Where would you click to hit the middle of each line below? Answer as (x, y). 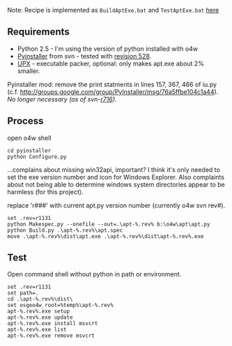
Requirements (38, 32)
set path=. (23, 293)
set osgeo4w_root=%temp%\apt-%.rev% (60, 306)
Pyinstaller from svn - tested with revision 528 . (84, 56)
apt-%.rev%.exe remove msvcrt (51, 336)
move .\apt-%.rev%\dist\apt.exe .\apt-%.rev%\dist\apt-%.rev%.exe (106, 236)
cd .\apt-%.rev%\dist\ (40, 299)
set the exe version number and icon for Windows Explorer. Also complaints (116, 177)
